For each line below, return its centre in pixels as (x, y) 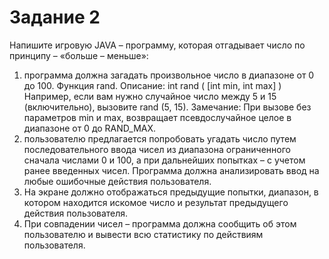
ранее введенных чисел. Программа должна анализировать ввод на (171, 170)
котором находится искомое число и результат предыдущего (156, 202)
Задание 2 (55, 17)
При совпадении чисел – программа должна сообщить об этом (160, 223)
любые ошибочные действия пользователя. (117, 181)
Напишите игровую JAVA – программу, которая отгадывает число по (157, 45)
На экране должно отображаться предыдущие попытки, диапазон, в (171, 192)
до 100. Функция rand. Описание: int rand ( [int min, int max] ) (152, 85)
